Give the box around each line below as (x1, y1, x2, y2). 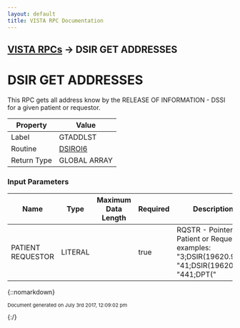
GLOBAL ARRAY (59, 155, 113, 165)
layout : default (7, 10, 56, 18)
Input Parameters (7, 176, 69, 186)
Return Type (11, 155, 52, 165)
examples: (176, 243, 211, 253)
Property (16, 120, 48, 130)
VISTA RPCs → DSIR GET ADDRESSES (7, 43, 178, 56)
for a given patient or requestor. (7, 103, 101, 111)
